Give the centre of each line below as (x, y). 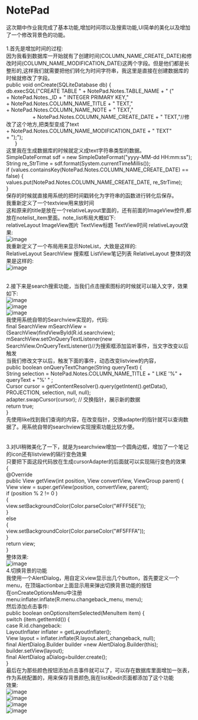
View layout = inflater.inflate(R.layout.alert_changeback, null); (81, 638)
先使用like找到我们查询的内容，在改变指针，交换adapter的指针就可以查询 (95, 419)
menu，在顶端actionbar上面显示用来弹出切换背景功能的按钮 (79, 585)
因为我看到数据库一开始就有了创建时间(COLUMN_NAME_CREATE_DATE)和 (97, 56)
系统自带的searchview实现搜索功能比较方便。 (82, 427)
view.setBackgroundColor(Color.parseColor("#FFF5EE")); (76, 505)
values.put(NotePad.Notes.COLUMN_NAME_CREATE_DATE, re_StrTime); (94, 182)
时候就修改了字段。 (30, 78)
